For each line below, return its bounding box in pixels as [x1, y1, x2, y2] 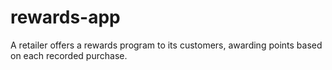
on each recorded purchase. [10, 49, 128, 61]
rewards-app [10, 6, 121, 29]
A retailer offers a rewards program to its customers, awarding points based [10, 39, 323, 51]
